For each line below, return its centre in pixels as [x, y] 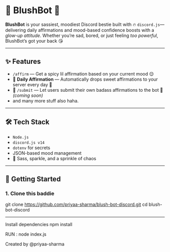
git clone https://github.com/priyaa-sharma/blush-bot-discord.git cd [76, 204]
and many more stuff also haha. [46, 100]
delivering [16, 30]
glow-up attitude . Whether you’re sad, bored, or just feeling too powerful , [82, 35]
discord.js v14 [29, 142]
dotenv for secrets [31, 148]
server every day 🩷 [32, 84]
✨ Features [23, 62]
